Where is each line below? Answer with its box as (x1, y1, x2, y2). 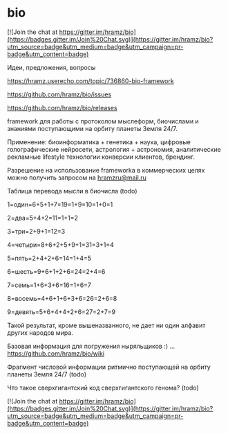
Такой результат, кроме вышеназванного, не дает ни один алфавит (7, 321, 206, 329)
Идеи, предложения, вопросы (7, 63, 96, 71)
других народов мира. (7, 328, 74, 337)
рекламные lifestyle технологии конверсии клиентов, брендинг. (7, 153, 196, 161)
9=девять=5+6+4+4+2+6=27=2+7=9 (7, 307, 116, 316)
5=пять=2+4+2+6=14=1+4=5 (7, 254, 92, 262)
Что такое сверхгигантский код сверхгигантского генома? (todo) (7, 383, 199, 392)
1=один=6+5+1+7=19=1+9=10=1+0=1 (7, 200, 113, 209)
